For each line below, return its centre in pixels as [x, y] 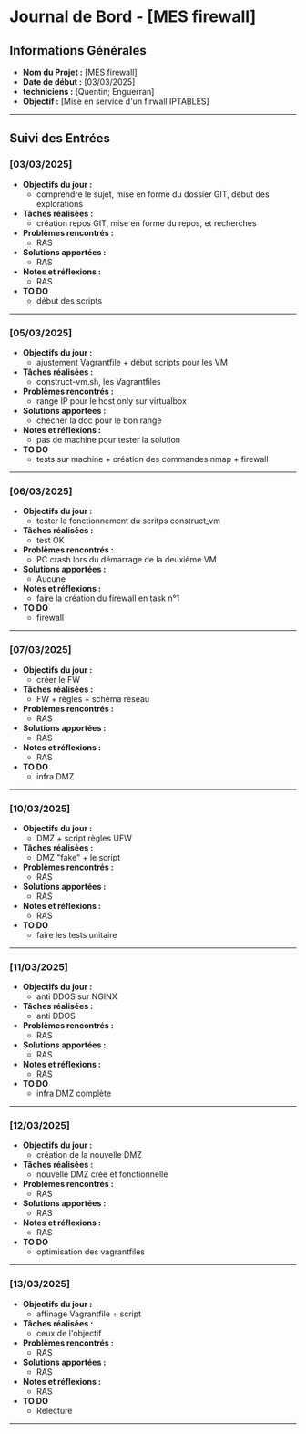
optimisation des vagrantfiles [91, 1252]
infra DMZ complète [74, 1094]
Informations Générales [78, 51]
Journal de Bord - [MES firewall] [133, 17]
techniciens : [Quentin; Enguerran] [88, 92]
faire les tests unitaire [76, 934]
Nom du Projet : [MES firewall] [80, 72]
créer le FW [58, 679]
